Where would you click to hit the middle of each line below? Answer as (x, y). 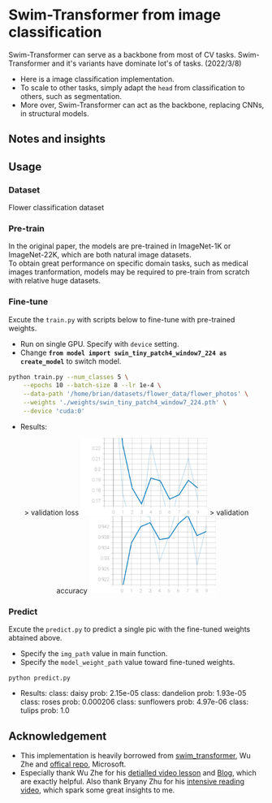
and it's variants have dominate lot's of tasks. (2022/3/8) (147, 63)
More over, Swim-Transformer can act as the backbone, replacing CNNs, (142, 105)
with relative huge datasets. (55, 281)
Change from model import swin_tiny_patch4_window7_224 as (123, 352)
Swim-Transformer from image (115, 15)
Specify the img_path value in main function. (94, 654)
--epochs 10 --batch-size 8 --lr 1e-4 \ (92, 386)
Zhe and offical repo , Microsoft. (73, 764)
